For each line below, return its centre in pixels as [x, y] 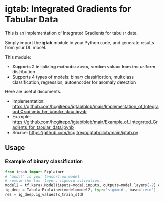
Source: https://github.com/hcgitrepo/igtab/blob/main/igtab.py [75, 132]
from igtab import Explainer [35, 172]
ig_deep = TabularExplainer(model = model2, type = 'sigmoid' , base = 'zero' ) [81, 190]
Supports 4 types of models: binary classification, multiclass [73, 77]
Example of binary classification [44, 161]
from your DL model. [26, 47]
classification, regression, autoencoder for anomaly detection [74, 82]
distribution [24, 71]
